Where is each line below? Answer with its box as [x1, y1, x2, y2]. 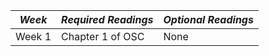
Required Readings [61, 13, 154, 26]
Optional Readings [163, 13, 254, 26]
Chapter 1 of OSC [61, 30, 145, 43]
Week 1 [15, 30, 52, 43]
